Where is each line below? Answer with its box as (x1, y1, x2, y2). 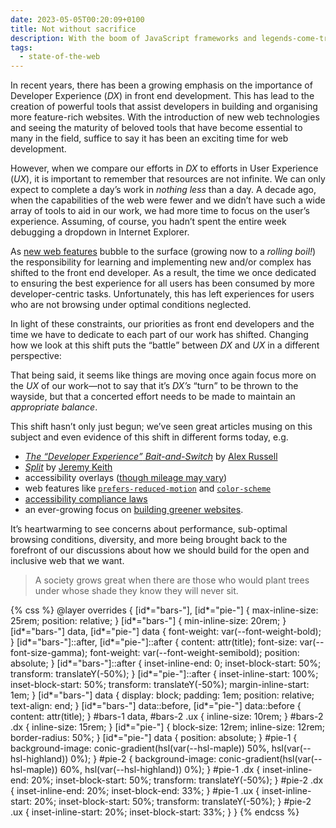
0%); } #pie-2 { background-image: (70, 753, 217, 765)
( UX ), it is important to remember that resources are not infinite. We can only (10, 173, 326, 185)
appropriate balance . (10, 401, 98, 413)
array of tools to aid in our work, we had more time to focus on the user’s (10, 205, 310, 217)
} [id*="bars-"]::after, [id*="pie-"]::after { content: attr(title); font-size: (10, 636, 298, 648)
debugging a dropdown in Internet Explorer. (10, 226, 190, 238)
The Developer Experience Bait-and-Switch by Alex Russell (24, 451, 278, 463)
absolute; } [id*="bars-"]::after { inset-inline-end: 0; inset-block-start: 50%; (10, 657, 322, 670)
